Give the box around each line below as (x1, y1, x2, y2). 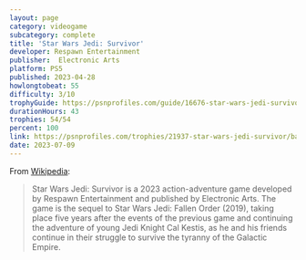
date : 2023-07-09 (9, 140, 76, 150)
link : (9, 132, 30, 141)
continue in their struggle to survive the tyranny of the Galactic (31, 232, 268, 243)
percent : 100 (9, 124, 59, 133)
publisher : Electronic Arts (9, 56, 120, 65)
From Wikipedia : (9, 165, 71, 176)
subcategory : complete (9, 30, 96, 39)
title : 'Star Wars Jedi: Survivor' (9, 38, 145, 48)
